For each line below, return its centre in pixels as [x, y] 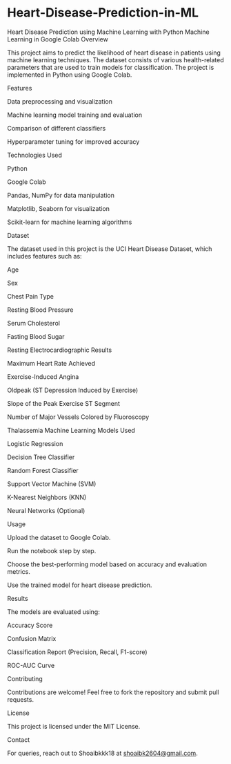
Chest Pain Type [30, 296]
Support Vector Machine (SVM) [52, 484]
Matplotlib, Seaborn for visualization [59, 208]
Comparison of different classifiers [57, 128]
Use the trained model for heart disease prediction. [80, 585]
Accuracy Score [30, 625]
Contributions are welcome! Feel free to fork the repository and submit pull [113, 692]
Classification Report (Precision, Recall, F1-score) [77, 652]
